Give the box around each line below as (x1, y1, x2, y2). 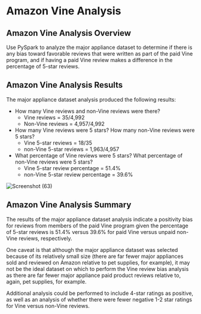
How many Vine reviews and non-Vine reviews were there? (14, 107, 160, 115)
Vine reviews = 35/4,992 (23, 113, 85, 121)
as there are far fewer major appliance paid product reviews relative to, (6, 272, 181, 279)
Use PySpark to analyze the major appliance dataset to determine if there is (6, 44, 193, 51)
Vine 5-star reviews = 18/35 (23, 139, 93, 146)
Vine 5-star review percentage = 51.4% (23, 164, 121, 171)
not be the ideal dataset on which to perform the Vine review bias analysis (6, 265, 189, 272)
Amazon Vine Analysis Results (6, 80, 123, 90)
